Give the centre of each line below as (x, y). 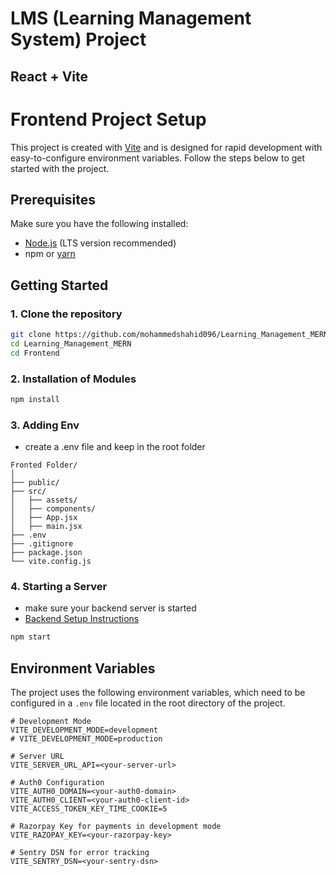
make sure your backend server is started (110, 608)
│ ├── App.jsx (44, 518)
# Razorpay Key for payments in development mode (116, 827)
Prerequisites (53, 199)
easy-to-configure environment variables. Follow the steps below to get (158, 158)
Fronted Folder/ (44, 465)
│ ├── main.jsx (46, 527)
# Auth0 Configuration (57, 783)
